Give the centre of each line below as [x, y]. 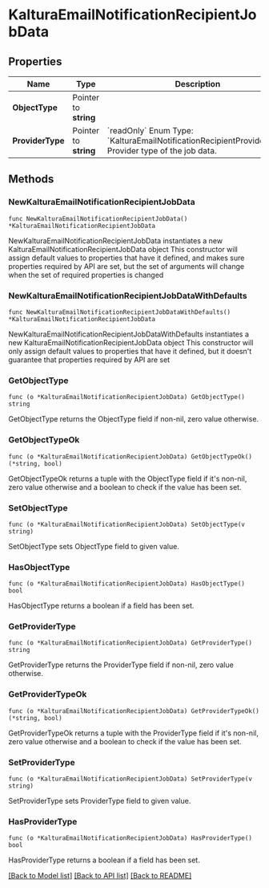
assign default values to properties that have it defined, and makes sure [126, 258]
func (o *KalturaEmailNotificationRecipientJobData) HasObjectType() [127, 584]
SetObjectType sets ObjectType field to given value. [94, 546]
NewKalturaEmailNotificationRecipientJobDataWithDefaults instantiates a [129, 334]
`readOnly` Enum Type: [150, 130]
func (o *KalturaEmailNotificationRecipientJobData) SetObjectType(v [127, 524]
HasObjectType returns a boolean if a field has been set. [101, 606]
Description [198, 84]
